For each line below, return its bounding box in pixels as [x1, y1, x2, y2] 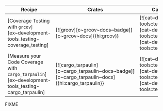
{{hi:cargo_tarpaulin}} [55, 80, 104, 86]
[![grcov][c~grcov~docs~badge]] [55, 27, 133, 33]
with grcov [7, 24, 31, 30]
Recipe [21, 6, 38, 13]
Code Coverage [7, 59, 44, 65]
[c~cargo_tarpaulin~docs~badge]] [55, 68, 135, 74]
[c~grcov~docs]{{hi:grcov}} [55, 32, 119, 39]
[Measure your [7, 53, 41, 59]
